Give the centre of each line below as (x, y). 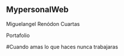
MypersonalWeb (37, 10)
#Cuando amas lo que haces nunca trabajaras (62, 47)
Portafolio (18, 35)
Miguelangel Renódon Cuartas (43, 24)
